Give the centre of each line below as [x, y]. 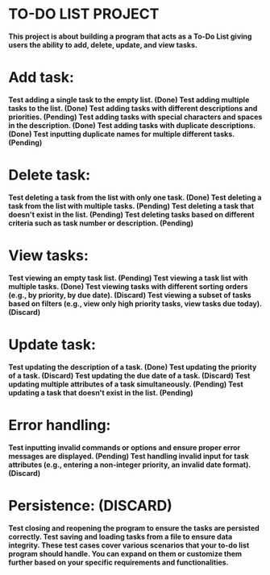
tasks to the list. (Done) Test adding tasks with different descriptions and [133, 108]
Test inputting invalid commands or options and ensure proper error [125, 447]
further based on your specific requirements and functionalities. [118, 562]
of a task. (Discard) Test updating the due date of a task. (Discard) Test [129, 375]
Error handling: [60, 425]
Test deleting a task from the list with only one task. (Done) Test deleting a [135, 197]
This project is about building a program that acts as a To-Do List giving [130, 36]
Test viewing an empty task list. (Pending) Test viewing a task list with [128, 278]
